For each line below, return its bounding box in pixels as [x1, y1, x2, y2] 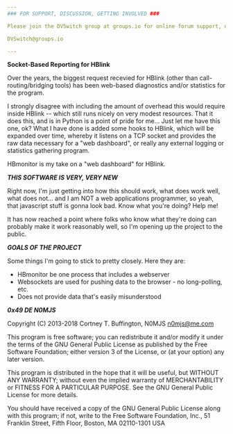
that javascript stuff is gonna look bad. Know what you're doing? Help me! [7, 202, 218, 210]
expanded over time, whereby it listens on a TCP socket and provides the [7, 131, 216, 140]
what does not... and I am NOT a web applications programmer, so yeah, [7, 194, 214, 202]
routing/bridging [7, 81, 54, 90]
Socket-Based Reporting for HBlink [7, 61, 110, 69]
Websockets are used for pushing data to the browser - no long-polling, [17, 278, 223, 286]
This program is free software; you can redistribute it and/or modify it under [7, 333, 224, 341]
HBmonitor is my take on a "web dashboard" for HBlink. [7, 160, 166, 168]
